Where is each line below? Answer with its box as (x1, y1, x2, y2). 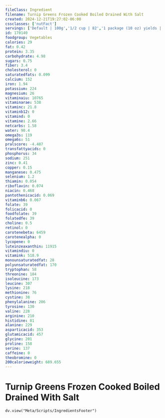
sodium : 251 (5, 156, 30, 161)
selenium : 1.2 (5, 174, 35, 180)
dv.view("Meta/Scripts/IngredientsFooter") (5, 409, 97, 414)
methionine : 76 (5, 290, 37, 295)
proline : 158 (5, 341, 32, 346)
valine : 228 (5, 309, 30, 314)
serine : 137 (5, 346, 30, 351)
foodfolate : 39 (5, 211, 37, 216)
